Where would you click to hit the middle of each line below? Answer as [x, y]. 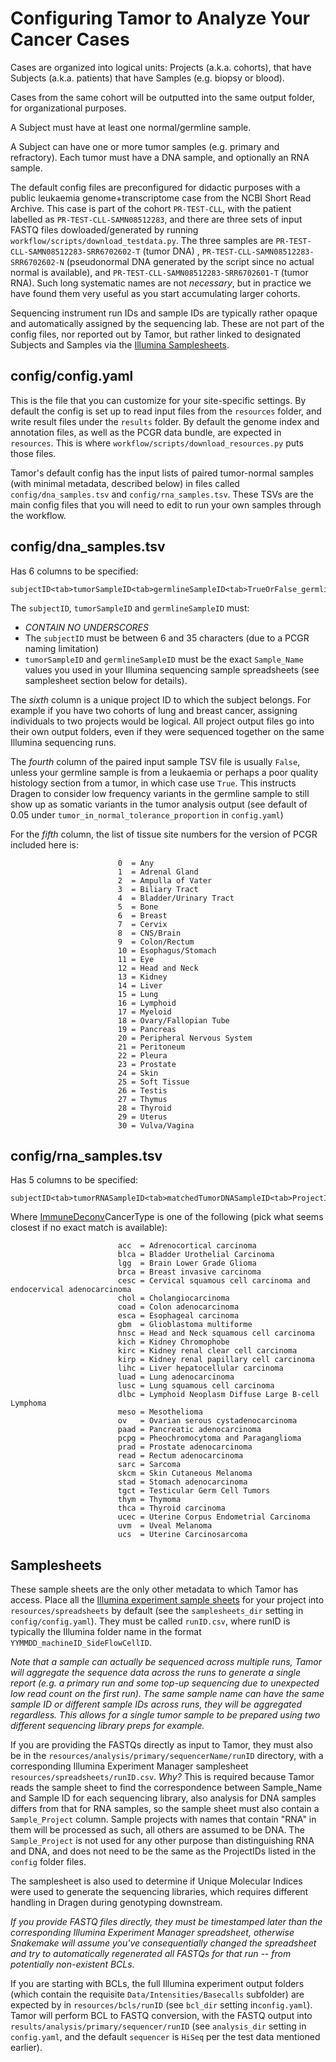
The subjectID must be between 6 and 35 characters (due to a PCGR [167, 638]
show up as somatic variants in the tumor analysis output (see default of [159, 804]
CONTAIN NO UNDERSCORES [87, 627]
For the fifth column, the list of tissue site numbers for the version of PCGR [164, 834]
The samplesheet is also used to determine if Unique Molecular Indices [156, 1881]
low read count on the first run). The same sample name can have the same [167, 1694]
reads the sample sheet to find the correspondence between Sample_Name [166, 1788]
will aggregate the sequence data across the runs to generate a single [156, 1673]
